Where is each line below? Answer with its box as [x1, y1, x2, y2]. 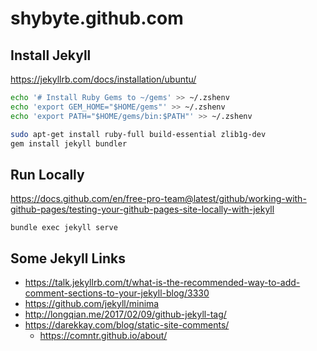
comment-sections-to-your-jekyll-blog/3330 [24, 287, 210, 299]
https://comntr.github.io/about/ [39, 330, 168, 341]
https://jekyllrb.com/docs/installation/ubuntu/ [10, 73, 197, 85]
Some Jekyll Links [10, 250, 127, 267]
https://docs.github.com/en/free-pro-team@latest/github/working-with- [10, 193, 307, 205]
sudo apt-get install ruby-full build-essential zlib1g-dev [10, 129, 267, 139]
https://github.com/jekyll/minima [24, 298, 160, 309]
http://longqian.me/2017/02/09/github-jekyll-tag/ [24, 308, 227, 320]
